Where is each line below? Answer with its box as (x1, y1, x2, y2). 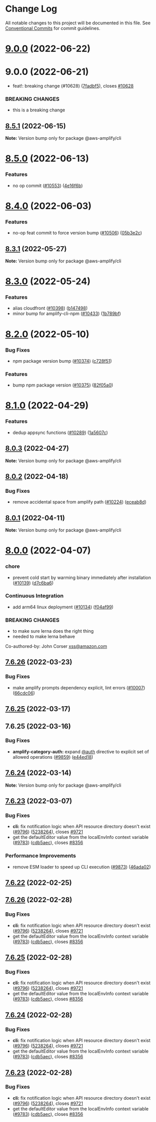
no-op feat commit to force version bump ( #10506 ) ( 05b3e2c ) (12, 230, 142, 236)
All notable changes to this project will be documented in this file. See (5, 20, 151, 26)
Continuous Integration (5, 592, 64, 599)
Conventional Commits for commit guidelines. (5, 25, 100, 31)
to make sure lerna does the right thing (12, 628, 94, 634)
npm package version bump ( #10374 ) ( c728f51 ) (12, 358, 112, 364)
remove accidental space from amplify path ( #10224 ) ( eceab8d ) (12, 499, 147, 505)
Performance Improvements (5, 852, 76, 859)
